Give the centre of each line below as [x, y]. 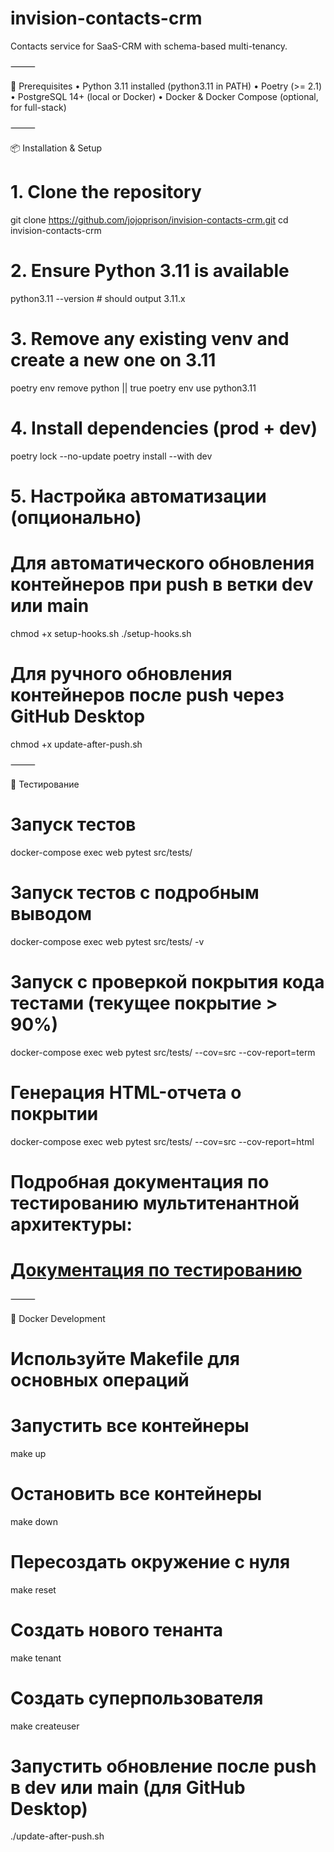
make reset [33, 1589]
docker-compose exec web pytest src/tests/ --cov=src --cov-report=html [162, 1141]
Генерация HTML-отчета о [126, 1092]
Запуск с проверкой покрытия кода [167, 981]
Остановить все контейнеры [136, 1493]
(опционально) [76, 517]
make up [28, 1453]
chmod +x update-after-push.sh [76, 744]
